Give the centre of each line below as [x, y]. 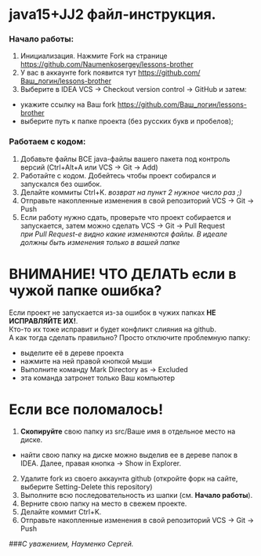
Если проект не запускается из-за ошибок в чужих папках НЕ [112, 313]
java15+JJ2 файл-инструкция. [112, 15]
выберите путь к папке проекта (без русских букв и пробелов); [127, 121]
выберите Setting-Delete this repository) [86, 486]
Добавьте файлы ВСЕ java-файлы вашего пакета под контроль [125, 159]
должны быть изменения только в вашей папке [100, 242]
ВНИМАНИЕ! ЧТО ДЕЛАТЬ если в [123, 274]
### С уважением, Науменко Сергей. [71, 543]
